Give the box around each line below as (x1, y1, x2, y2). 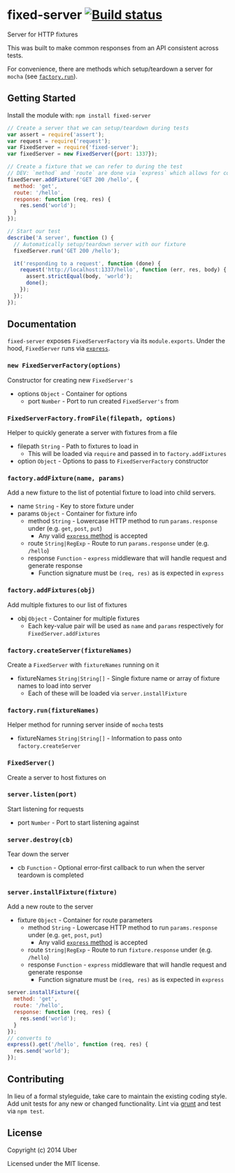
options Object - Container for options (17, 389, 127, 398)
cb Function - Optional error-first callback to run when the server (17, 864, 205, 872)
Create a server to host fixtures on (7, 773, 106, 781)
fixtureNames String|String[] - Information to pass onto (17, 734, 183, 743)
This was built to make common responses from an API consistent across (7, 43, 219, 52)
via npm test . (7, 1107, 45, 1115)
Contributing (7, 1074, 64, 1086)
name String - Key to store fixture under (17, 502, 134, 511)
